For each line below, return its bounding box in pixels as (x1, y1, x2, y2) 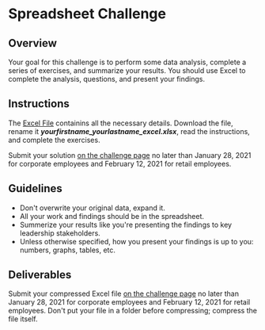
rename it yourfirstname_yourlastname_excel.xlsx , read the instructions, (8, 126, 251, 136)
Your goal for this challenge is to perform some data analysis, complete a (8, 57, 247, 67)
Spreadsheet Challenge (8, 5, 166, 23)
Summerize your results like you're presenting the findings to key (19, 220, 232, 229)
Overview (8, 36, 58, 50)
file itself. (8, 314, 38, 324)
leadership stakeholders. (19, 228, 100, 238)
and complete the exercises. (8, 135, 100, 144)
